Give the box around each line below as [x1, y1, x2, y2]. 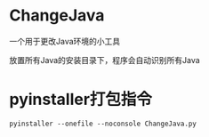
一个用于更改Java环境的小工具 [9, 36, 121, 46]
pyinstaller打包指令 [9, 90, 153, 109]
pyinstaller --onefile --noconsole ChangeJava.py [9, 119, 197, 128]
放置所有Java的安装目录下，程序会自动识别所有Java [9, 54, 200, 65]
